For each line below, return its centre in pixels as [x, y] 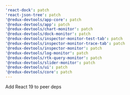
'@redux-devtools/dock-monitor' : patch [48, 34]
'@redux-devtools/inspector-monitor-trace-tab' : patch [65, 44]
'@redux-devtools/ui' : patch [36, 67]
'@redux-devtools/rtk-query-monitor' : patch [54, 58]
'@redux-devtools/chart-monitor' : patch [49, 29]
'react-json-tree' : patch [33, 15]
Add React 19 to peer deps [33, 87]
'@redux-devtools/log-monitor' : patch [47, 53]
